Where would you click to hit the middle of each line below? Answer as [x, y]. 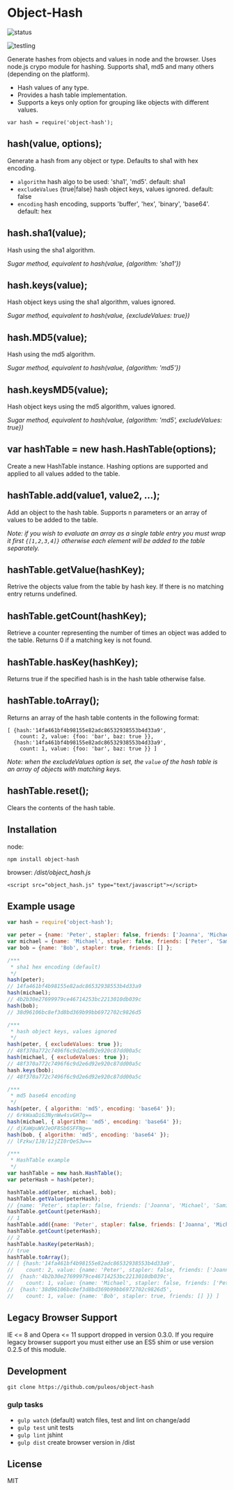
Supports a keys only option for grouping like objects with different [113, 102]
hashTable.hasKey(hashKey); [73, 662]
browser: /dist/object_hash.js [49, 872]
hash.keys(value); [47, 285]
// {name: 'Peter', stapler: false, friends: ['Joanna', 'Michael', [109, 1205]
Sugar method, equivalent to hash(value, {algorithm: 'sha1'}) [94, 264]
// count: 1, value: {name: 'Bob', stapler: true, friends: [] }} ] [113, 1296]
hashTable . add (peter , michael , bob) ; [62, 1192]
